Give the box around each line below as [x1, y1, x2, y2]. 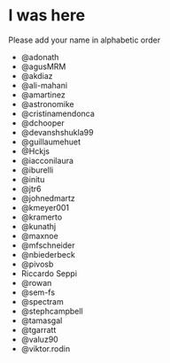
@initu [20, 174, 45, 184]
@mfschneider [20, 240, 75, 251]
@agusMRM [20, 61, 66, 72]
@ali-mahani [20, 80, 68, 90]
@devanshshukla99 [20, 127, 94, 137]
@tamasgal [20, 315, 63, 326]
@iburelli [20, 165, 54, 175]
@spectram [20, 296, 64, 306]
